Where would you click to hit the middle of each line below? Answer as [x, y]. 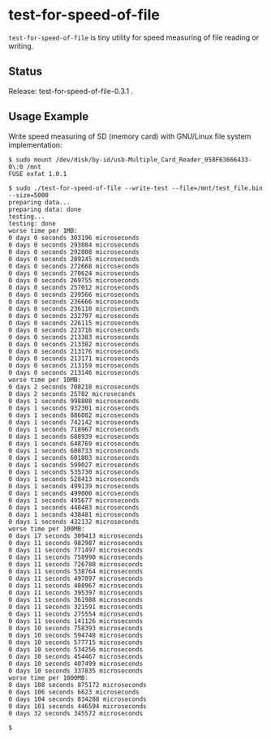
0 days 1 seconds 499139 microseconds [74, 486]
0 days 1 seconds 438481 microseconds [74, 514]
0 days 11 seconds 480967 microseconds [76, 586]
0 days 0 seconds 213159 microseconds [74, 365]
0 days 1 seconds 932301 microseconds [74, 408]
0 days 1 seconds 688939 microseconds [74, 436]
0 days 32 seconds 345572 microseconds [76, 713]
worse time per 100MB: [47, 529]
